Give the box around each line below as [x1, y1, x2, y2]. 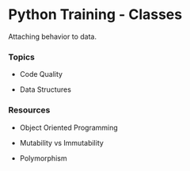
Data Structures [19, 85, 71, 94]
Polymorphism [19, 153, 67, 163]
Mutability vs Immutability [19, 138, 104, 147]
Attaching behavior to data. [8, 32, 97, 41]
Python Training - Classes [8, 6, 183, 24]
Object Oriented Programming [19, 123, 119, 132]
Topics [8, 51, 36, 63]
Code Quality [19, 70, 63, 79]
